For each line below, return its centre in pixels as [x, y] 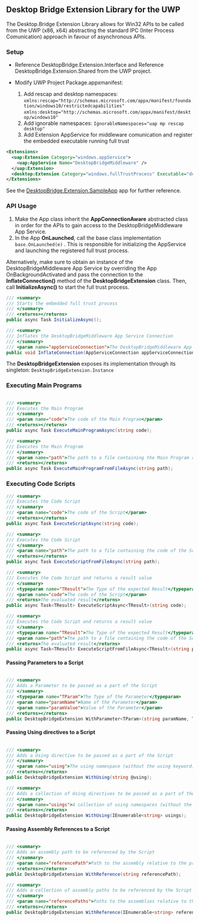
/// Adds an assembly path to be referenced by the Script [81, 852]
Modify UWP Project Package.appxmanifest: [69, 83]
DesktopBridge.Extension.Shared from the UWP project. [83, 71]
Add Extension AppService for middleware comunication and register [108, 135]
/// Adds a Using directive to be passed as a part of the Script [90, 755]
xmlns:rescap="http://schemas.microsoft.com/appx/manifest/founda [107, 101]
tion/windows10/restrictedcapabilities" [74, 106]
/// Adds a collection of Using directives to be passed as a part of [95, 793]
